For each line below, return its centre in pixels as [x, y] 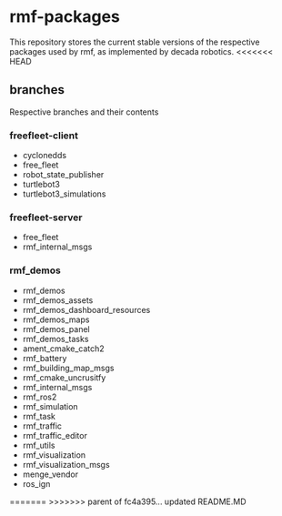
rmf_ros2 [40, 397]
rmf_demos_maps [56, 319]
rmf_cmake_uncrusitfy [64, 377]
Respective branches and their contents [84, 112]
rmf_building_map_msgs [68, 368]
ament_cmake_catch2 [63, 349]
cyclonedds [44, 156]
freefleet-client [44, 136]
